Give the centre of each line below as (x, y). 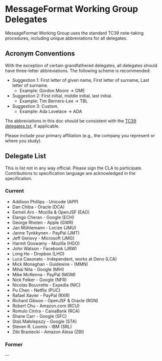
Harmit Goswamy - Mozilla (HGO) (46, 243)
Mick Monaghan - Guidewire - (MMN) (50, 264)
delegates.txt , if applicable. (33, 126)
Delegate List (26, 156)
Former (14, 344)
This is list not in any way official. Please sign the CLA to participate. (74, 168)
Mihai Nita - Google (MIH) (38, 269)
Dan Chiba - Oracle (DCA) (38, 207)
